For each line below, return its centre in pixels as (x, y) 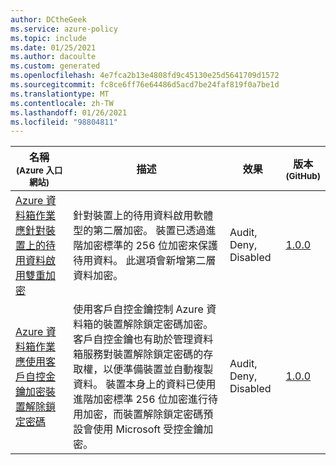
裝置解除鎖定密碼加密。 (158, 324)
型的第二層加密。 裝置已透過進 (145, 231)
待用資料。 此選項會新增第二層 (145, 261)
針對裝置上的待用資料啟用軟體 (143, 216)
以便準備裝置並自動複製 (158, 369)
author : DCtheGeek (48, 19)
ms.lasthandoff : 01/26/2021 (69, 112)
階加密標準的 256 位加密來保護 (145, 246)
